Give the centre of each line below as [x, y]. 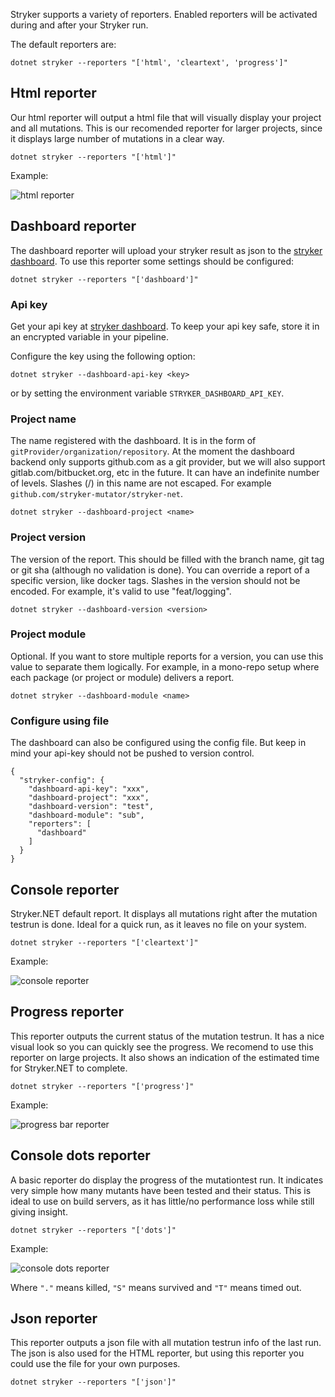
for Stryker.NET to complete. [69, 1068]
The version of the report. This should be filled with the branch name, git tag [167, 559]
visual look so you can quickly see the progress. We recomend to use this [162, 1046]
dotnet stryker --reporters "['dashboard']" [104, 279]
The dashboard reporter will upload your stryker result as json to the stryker [166, 250]
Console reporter [65, 889]
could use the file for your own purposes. [95, 1364]
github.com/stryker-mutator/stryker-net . [97, 494]
